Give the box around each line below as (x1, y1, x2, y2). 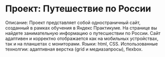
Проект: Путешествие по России (5, 3, 151, 14)
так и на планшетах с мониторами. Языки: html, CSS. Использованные (5, 40, 158, 46)
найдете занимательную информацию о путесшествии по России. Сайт (5, 30, 161, 36)
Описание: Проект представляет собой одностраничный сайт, (5, 19, 141, 25)
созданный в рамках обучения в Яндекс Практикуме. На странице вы (5, 24, 157, 30)
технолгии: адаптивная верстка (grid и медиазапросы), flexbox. (5, 46, 143, 52)
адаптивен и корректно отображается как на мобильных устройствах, (5, 35, 158, 41)
